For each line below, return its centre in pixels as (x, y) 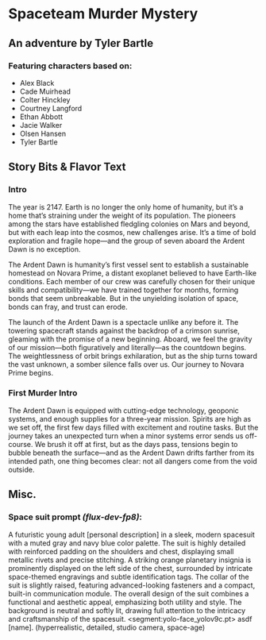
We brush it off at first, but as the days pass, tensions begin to (136, 444)
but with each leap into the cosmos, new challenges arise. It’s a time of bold (132, 232)
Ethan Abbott (41, 117)
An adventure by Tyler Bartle (81, 43)
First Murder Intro (43, 393)
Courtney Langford (51, 108)
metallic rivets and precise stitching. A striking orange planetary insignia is (130, 560)
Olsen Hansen (43, 133)
